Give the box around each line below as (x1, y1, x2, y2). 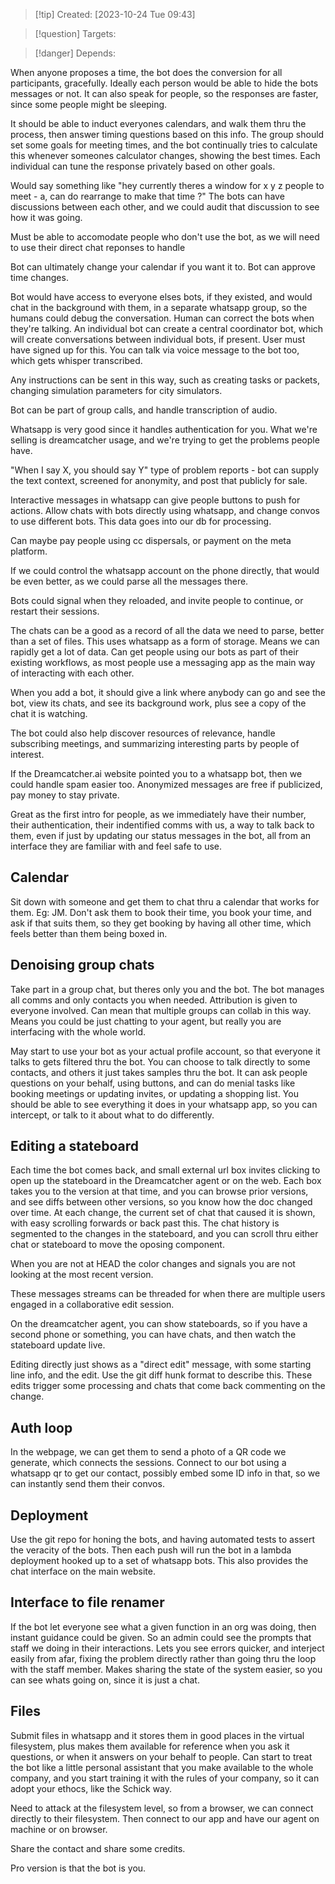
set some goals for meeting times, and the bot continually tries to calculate (10, 139, 318, 151)
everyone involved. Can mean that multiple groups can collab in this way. (10, 1004, 312, 1016)
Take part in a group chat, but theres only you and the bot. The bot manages (10, 983, 325, 995)
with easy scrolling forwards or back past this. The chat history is (10, 1217, 280, 1229)
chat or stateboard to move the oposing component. (10, 1239, 225, 1251)
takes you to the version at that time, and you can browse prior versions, (10, 1185, 309, 1198)
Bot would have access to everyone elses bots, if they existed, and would (10, 291, 313, 303)
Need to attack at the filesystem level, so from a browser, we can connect (10, 1802, 314, 1814)
